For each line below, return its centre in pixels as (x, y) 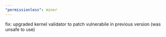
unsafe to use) (20, 29)
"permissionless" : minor (31, 10)
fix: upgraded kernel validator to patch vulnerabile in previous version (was (83, 24)
